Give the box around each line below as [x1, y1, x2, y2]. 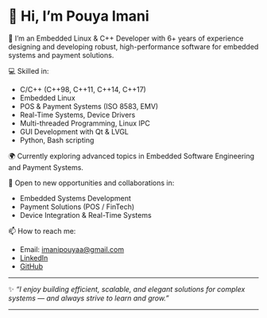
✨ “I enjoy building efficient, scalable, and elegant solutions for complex [8, 284, 246, 293]
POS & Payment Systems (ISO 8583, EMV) [19, 101, 159, 111]
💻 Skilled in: [8, 66, 49, 76]
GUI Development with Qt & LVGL [19, 126, 130, 136]
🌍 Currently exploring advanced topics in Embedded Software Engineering [8, 151, 255, 161]
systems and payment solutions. [8, 50, 114, 60]
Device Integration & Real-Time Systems [19, 210, 153, 219]
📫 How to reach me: [8, 226, 76, 235]
